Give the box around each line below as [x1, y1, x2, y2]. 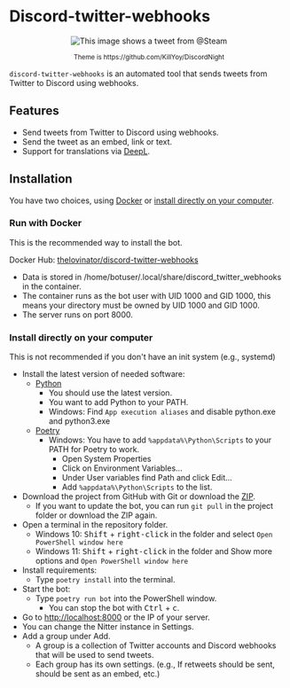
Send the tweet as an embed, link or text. [21, 136, 173, 147]
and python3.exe [48, 416, 111, 426]
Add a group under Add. [21, 631, 111, 642]
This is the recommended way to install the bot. [9, 237, 184, 247]
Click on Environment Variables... [61, 463, 184, 473]
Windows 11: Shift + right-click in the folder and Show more [35, 546, 273, 557]
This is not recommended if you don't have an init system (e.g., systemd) [9, 352, 277, 363]
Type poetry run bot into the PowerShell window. [35, 593, 217, 604]
